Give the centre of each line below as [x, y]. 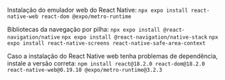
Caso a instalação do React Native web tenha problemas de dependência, [112, 56]
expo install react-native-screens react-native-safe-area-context [107, 43]
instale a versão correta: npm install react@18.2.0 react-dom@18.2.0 [106, 63]
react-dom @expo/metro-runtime [86, 17]
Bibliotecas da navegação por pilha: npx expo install [84, 29]
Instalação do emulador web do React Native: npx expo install [98, 10]
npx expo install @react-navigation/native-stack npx [140, 37]
